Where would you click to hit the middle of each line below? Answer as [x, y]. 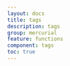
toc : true [21, 52]
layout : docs [26, 13]
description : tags [34, 26]
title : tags [24, 20]
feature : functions [35, 39]
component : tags [30, 45]
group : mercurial [32, 33]
